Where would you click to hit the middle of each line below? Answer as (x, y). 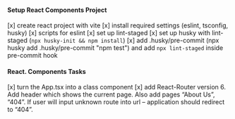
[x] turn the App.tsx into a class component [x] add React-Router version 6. (116, 87)
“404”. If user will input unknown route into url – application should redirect (116, 102)
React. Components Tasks (47, 71)
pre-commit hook (32, 56)
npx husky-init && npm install (77, 41)
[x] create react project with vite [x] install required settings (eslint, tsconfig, (118, 25)
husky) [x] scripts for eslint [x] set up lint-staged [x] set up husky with (109, 33)
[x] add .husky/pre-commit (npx (173, 40)
